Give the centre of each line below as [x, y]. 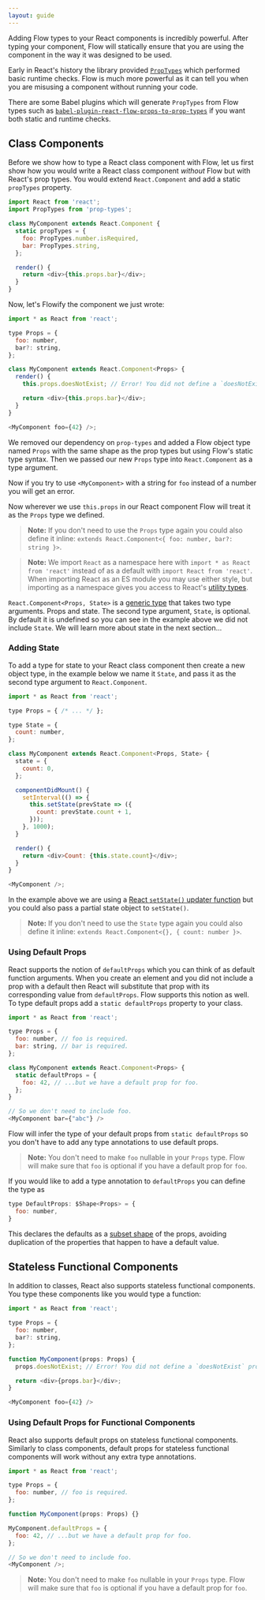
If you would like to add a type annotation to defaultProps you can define [127, 1181]
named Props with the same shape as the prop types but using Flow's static [131, 450]
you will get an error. [41, 491]
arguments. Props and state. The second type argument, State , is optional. [129, 611]
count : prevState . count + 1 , [84, 812]
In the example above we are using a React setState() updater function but [131, 899]
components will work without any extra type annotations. [103, 1456]
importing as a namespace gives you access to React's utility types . [138, 587]
